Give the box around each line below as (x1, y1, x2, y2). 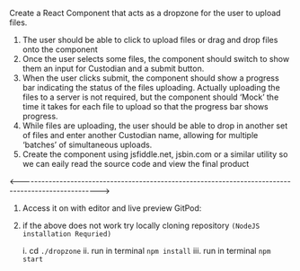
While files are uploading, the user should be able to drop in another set (22, 120, 288, 131)
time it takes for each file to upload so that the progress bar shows (22, 101, 269, 111)
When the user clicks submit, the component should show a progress (22, 73, 280, 83)
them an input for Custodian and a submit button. (22, 63, 205, 74)
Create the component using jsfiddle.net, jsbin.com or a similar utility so (22, 149, 288, 160)
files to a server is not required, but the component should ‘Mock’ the (22, 92, 279, 102)
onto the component (22, 44, 99, 55)
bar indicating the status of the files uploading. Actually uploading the (22, 83, 280, 92)
